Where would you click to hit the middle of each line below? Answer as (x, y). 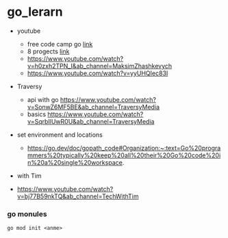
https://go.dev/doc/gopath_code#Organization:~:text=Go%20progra (124, 148)
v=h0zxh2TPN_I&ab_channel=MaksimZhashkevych (100, 66)
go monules (27, 214)
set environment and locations (60, 135)
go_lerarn (35, 12)
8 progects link (48, 51)
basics (37, 114)
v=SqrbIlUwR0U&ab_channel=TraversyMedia (91, 121)
